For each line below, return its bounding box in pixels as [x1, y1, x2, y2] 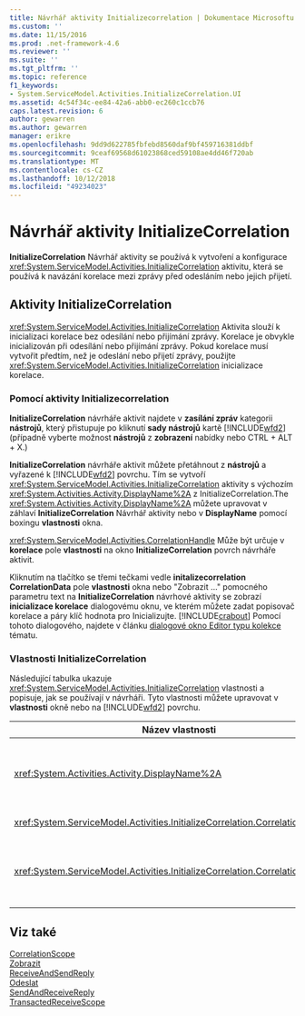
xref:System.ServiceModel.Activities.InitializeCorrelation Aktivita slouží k [9, 321, 280, 332]
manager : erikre [9, 132, 71, 141]
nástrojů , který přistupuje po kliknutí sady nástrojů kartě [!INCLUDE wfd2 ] [9, 423, 286, 433]
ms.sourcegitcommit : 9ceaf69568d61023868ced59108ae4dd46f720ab [9, 148, 254, 157]
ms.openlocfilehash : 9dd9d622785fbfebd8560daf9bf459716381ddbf [9, 140, 254, 149]
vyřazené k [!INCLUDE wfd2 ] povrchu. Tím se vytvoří [9, 469, 206, 480]
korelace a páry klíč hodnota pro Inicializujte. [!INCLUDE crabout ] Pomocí [9, 611, 281, 622]
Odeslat [9, 978, 39, 989]
